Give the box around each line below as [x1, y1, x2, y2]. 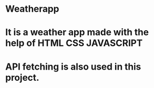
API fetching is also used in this [5, 61, 141, 72]
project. [5, 72, 39, 83]
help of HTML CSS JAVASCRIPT [5, 37, 143, 49]
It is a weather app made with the [5, 27, 149, 38]
